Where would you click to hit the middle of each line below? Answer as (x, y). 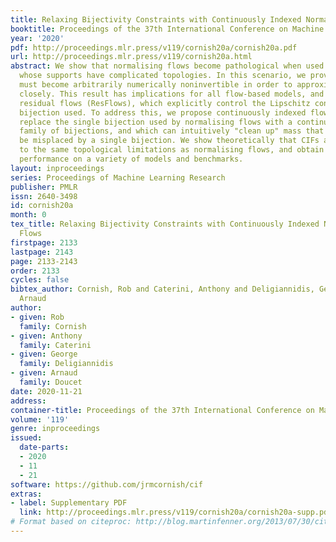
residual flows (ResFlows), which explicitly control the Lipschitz (165, 103)
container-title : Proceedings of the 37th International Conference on (162, 410)
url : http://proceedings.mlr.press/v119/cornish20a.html (131, 57)
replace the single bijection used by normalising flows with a (156, 122)
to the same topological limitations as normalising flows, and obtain (172, 150)
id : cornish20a (42, 206)
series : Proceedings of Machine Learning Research (118, 177)
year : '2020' (37, 38)
